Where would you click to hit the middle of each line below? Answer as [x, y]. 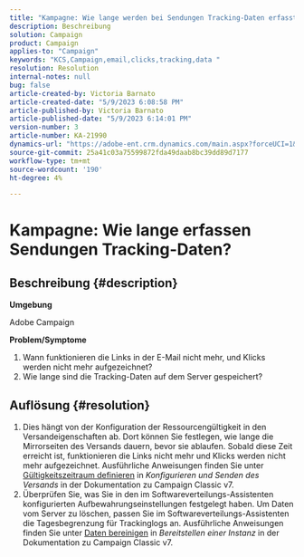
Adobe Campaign [42, 322]
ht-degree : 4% [36, 178]
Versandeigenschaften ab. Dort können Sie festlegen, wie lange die [148, 437]
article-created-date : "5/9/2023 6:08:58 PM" [96, 102]
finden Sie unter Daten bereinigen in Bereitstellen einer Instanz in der [151, 533]
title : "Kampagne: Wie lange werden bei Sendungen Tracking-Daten [137, 18]
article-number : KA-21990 [58, 136]
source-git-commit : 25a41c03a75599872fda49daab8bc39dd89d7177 [129, 152]
